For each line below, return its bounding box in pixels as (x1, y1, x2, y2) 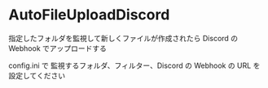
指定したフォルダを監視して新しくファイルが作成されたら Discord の (8, 33, 239, 43)
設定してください (8, 70, 66, 80)
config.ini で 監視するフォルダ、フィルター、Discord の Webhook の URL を (8, 61, 261, 70)
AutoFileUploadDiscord (8, 6, 170, 24)
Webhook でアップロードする (8, 43, 108, 53)
